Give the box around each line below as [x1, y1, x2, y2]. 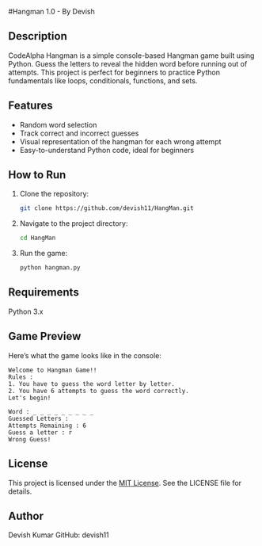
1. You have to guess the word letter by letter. [8, 380, 176, 388]
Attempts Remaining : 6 [8, 422, 87, 430]
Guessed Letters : [8, 414, 69, 422]
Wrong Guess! [8, 435, 51, 443]
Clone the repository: [19, 189, 89, 199]
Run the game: [19, 249, 68, 258]
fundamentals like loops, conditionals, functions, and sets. [8, 75, 198, 86]
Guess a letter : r [8, 428, 73, 437]
